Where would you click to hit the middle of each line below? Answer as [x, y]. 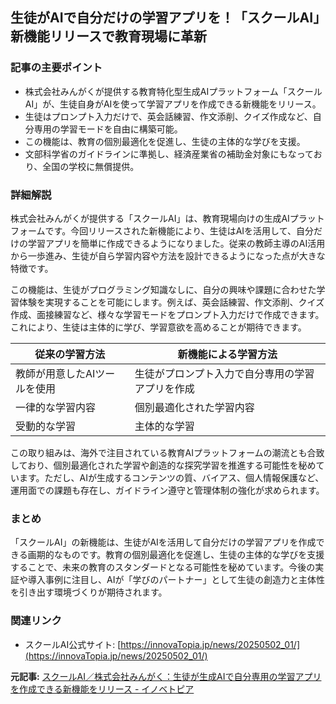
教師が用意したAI [55, 373]
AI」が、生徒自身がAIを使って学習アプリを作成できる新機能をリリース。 [173, 104]
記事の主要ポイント [56, 68]
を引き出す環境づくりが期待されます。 [89, 592]
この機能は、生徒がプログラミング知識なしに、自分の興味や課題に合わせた [163, 289]
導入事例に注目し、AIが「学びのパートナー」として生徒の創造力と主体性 [176, 580]
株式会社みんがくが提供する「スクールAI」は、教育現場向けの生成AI [150, 218]
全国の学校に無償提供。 [91, 166]
